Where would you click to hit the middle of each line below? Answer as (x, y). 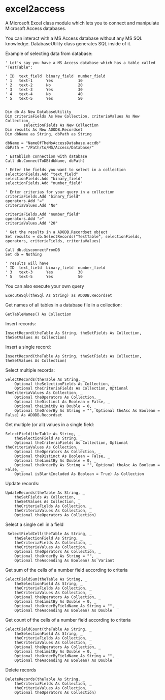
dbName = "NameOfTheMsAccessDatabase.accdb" (53, 143)
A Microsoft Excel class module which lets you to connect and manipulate (82, 23)
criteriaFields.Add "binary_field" (43, 197)
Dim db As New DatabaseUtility (38, 112)
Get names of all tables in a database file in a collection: (63, 305)
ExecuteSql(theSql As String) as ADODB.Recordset (59, 295)
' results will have (27, 263)
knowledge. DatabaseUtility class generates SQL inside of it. (69, 43)
